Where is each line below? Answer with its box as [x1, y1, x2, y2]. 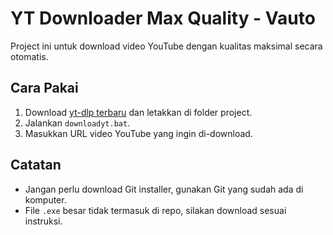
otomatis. [10, 50, 49, 62]
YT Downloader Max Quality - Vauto [10, 7, 316, 30]
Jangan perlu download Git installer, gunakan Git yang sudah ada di [24, 183, 304, 195]
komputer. [24, 193, 67, 206]
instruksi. [24, 215, 63, 227]
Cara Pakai [10, 80, 79, 97]
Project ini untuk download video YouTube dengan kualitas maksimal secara [10, 40, 323, 52]
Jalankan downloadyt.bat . [24, 117, 131, 129]
